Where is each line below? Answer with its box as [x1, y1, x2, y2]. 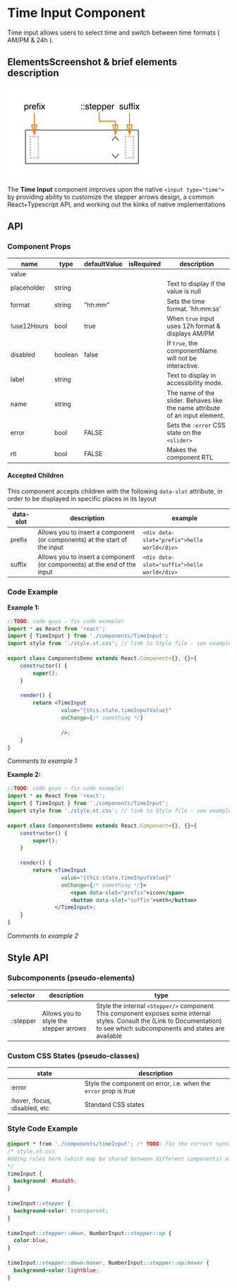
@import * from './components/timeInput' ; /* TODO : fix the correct [7, 1141, 213, 1148]
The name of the [166, 388, 215, 397]
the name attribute [166, 403, 221, 412]
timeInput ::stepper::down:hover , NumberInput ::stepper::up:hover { [7, 1260, 210, 1267]
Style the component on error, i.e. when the [84, 1079, 210, 1088]
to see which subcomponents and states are [96, 1024, 225, 1032]
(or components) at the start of [37, 535, 128, 544]
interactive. [166, 362, 200, 370]
